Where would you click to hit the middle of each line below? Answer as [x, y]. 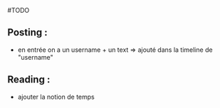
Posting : [27, 32]
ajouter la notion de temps [56, 97]
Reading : [29, 80]
